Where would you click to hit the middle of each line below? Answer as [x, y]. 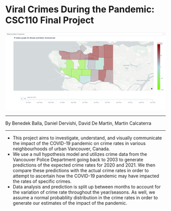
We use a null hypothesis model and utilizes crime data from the [80, 154]
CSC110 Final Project [50, 20]
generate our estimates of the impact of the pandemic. [70, 203]
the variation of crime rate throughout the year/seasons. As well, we [84, 192]
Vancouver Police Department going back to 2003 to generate [78, 160]
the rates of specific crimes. [42, 181]
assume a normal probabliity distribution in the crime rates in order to [85, 198]
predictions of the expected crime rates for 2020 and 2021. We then [84, 165]
